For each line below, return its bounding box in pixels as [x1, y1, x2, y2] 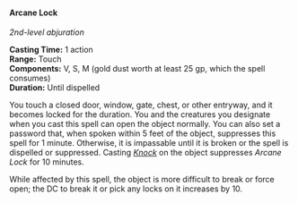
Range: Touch [9, 54, 62, 64]
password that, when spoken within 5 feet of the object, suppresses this [9, 128, 276, 139]
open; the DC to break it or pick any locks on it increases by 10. [9, 183, 243, 194]
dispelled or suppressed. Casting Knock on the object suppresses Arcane [9, 148, 283, 158]
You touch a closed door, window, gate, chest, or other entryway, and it [9, 99, 273, 111]
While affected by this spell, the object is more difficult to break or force [9, 174, 276, 185]
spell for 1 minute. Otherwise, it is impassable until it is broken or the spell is [9, 138, 289, 148]
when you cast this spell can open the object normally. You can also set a [9, 119, 281, 130]
